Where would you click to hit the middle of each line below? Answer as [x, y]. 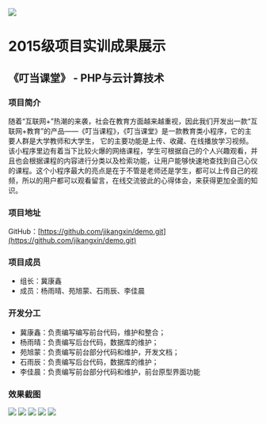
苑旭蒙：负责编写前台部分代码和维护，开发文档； [99, 352]
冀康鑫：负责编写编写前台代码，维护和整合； [93, 332]
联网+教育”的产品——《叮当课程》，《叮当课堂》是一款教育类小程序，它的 [127, 131]
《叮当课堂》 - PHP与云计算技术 [86, 78]
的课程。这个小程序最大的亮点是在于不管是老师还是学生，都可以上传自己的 [129, 170]
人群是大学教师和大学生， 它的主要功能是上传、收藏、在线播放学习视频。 [134, 141]
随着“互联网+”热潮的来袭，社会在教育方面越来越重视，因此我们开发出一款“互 [133, 121]
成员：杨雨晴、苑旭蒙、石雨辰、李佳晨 [82, 291]
